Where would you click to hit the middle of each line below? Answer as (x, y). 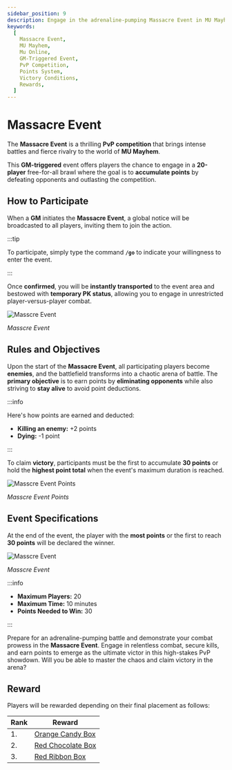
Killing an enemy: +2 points (57, 428)
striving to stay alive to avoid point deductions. (74, 388)
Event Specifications (53, 519)
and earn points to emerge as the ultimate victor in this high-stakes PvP (109, 652)
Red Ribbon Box (60, 757)
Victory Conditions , (49, 78)
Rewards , (32, 84)
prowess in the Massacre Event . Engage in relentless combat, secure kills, (113, 645)
